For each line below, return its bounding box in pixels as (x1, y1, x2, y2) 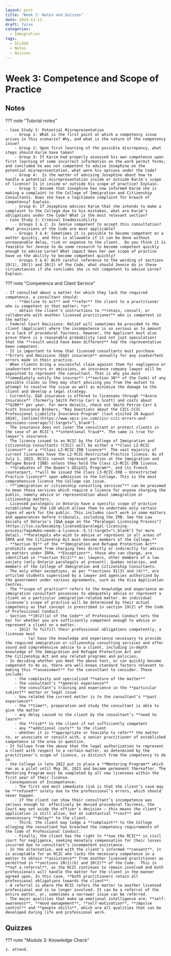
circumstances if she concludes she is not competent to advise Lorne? (5, 266, 161, 272)
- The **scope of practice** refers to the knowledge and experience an (5, 586, 164, 592)
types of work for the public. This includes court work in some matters (5, 510, 166, 515)
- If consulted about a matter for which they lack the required (5, 290, 147, 295)
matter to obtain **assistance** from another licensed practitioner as (5, 855, 164, 861)
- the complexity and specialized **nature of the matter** (14, 676, 145, 681)
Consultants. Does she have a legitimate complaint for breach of (5, 194, 150, 200)
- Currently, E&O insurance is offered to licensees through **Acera (5, 393, 157, 398)
